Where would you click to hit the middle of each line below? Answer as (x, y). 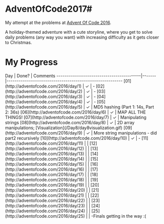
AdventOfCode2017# (49, 9)
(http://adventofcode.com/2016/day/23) (45, 205)
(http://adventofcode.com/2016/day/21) (45, 195)
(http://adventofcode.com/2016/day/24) (45, 211)
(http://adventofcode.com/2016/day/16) (45, 169)
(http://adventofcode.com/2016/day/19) (45, 185)
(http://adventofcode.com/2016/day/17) (45, 174)
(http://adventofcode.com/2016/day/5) (44, 107)
